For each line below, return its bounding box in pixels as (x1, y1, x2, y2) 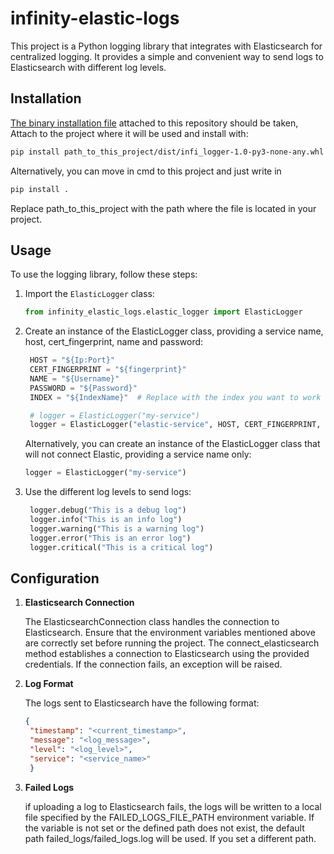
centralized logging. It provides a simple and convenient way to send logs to (10, 50, 324, 62)
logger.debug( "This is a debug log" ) (29, 505, 187, 516)
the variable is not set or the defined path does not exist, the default (24, 822, 305, 834)
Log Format (24, 678, 74, 690)
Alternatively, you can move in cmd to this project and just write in (10, 165, 282, 177)
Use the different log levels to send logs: (24, 486, 192, 498)
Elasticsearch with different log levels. (10, 61, 167, 73)
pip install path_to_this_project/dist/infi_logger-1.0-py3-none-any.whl (10, 147, 325, 157)
